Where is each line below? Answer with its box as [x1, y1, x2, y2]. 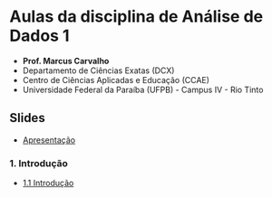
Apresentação [22, 134, 75, 145]
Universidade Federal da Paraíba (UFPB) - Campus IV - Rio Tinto [22, 84, 264, 95]
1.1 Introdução [22, 178, 74, 189]
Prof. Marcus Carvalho [22, 55, 110, 66]
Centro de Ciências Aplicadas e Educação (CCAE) [22, 74, 210, 85]
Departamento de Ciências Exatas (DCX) [22, 65, 175, 76]
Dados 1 [9, 25, 70, 46]
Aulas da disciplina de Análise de [9, 6, 264, 27]
